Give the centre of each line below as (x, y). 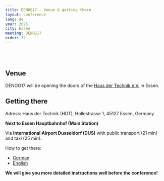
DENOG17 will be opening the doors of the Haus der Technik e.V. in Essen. (83, 85)
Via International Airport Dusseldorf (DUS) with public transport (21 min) (81, 133)
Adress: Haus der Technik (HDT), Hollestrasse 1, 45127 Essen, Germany (80, 113)
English (20, 163)
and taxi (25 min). (23, 138)
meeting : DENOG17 (23, 33)
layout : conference (26, 15)
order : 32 (16, 38)
